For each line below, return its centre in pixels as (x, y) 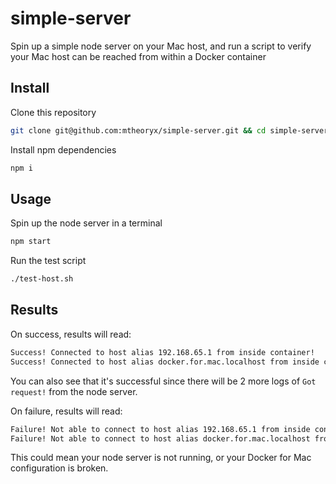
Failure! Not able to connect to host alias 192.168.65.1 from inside (160, 429)
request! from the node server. (74, 391)
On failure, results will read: (66, 411)
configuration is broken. (59, 468)
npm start (31, 242)
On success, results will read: (71, 334)
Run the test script (48, 261)
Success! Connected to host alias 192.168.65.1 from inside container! (162, 352)
